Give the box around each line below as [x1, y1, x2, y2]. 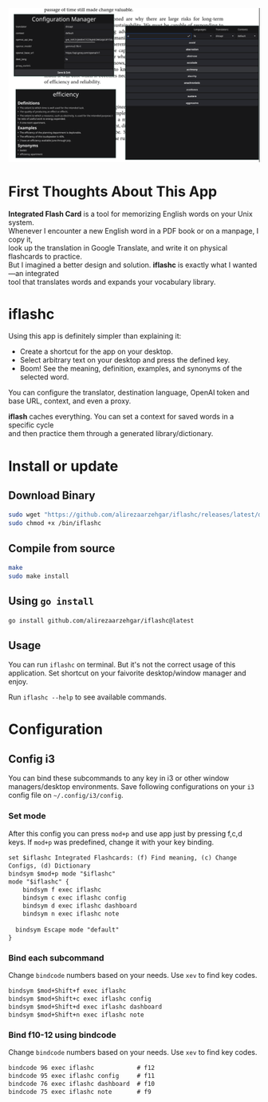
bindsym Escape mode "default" [15, 925, 120, 934]
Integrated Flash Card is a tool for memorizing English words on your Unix [8, 209, 253, 218]
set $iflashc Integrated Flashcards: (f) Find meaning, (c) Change [8, 853, 238, 862]
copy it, [8, 234, 33, 244]
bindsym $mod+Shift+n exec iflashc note [8, 1011, 145, 1019]
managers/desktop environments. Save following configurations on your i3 [8, 782, 255, 791]
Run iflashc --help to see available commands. [8, 692, 167, 702]
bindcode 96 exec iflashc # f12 [8, 1064, 156, 1072]
